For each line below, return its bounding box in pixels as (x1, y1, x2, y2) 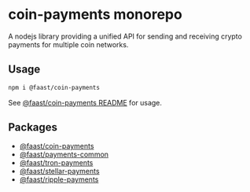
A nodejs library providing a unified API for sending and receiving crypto (8, 31, 242, 41)
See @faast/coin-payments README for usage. (8, 98, 163, 107)
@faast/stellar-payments (19, 167, 100, 176)
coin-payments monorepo (8, 6, 182, 24)
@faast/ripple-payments (19, 175, 99, 184)
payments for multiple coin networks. (8, 39, 129, 49)
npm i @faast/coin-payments (8, 83, 101, 91)
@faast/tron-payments (19, 158, 94, 168)
